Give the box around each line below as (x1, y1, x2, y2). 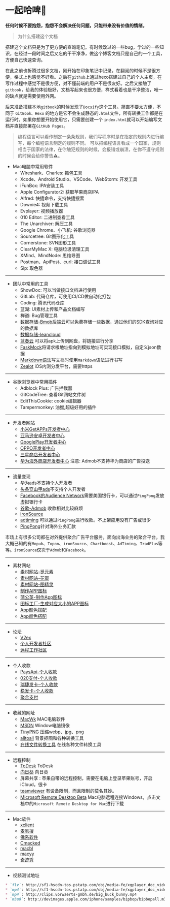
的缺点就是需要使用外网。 (5, 92, 59, 99)
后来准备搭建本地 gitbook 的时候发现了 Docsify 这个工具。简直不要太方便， (5, 104, 157, 110)
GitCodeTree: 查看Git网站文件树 (20, 391, 86, 397)
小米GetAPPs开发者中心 (20, 426, 70, 432)
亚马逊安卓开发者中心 (20, 432, 65, 439)
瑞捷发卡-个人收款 (20, 681, 58, 687)
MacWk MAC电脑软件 (20, 716, 65, 722)
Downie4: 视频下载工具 (20, 201, 68, 207)
